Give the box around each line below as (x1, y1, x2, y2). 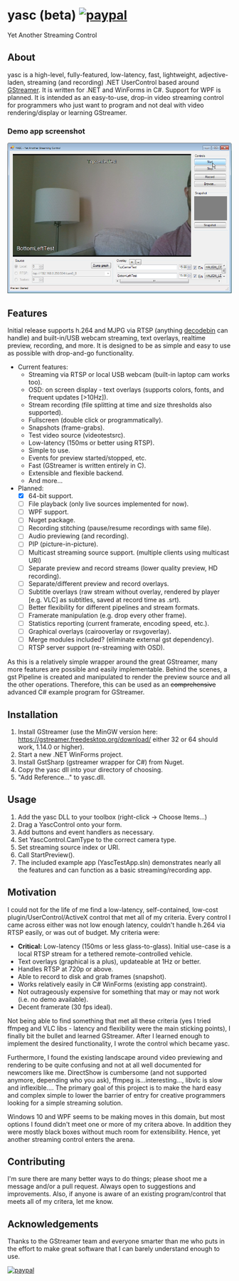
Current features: (17, 363, 69, 371)
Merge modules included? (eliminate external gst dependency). (28, 635, 214, 644)
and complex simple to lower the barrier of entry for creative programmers (7, 1090, 225, 1099)
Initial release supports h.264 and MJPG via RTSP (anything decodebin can (7, 326, 228, 335)
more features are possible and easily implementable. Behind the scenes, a (7, 665, 228, 674)
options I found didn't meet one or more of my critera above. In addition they (7, 1120, 232, 1128)
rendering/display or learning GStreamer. (7, 108, 127, 117)
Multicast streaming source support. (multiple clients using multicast (28, 548, 230, 557)
